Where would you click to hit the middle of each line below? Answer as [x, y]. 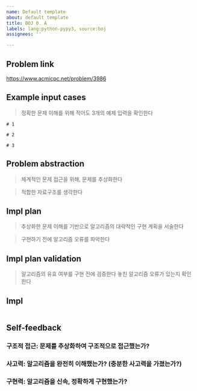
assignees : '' [24, 34]
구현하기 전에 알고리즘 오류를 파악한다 [65, 240]
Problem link [30, 64]
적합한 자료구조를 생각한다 [52, 192]
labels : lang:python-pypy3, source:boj [56, 29]
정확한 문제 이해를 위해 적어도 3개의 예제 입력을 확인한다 [87, 113]
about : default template [37, 17]
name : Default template [36, 12]
